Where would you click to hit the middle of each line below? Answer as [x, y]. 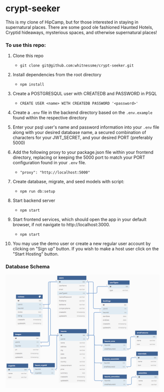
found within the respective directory [50, 118]
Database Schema [28, 267]
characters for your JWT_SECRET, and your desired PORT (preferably [82, 138]
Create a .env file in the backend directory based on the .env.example [82, 112]
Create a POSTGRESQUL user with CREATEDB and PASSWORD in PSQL [85, 94]
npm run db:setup [38, 192]
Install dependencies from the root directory [57, 75]
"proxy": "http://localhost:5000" [55, 173]
